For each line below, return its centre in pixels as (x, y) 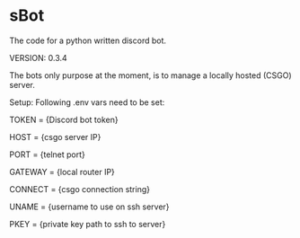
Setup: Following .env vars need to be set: (87, 102)
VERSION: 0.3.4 (38, 57)
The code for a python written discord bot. (88, 40)
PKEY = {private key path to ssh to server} (88, 224)
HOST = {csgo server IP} (55, 137)
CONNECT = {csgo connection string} (80, 189)
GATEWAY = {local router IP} (62, 172)
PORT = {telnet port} (47, 154)
